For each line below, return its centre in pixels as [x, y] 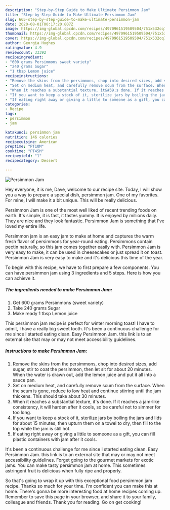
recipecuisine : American [31, 142]
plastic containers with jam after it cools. [55, 439]
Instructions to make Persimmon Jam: [46, 351]
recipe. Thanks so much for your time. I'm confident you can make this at [81, 486]
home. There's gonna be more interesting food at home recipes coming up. [83, 491]
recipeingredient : [25, 57]
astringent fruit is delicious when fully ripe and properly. [64, 470]
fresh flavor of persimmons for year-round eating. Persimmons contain [79, 241]
